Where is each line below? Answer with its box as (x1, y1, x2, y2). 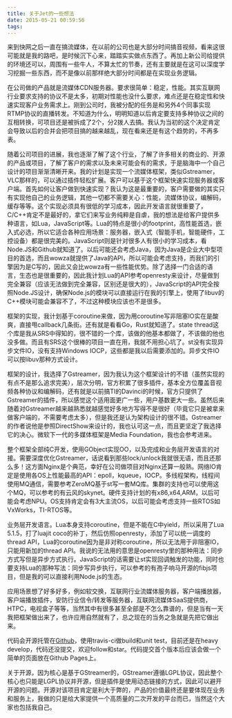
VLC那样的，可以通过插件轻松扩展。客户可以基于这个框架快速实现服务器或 (7, 176, 219, 184)
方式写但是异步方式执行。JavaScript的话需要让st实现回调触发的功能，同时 (7, 555, 219, 564)
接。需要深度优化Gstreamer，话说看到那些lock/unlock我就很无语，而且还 (7, 454, 215, 463)
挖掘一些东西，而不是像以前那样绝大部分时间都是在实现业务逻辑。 (12, 69, 201, 77)
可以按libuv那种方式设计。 (7, 355, 81, 364)
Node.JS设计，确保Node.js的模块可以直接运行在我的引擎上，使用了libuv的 (12, 289, 224, 297)
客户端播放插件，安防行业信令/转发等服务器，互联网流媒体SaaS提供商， (7, 596, 212, 604)
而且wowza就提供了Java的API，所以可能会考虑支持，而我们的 (37, 254, 214, 262)
